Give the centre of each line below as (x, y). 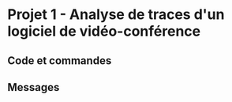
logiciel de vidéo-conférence (104, 31)
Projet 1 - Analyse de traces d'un (116, 15)
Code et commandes (60, 60)
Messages (34, 87)
